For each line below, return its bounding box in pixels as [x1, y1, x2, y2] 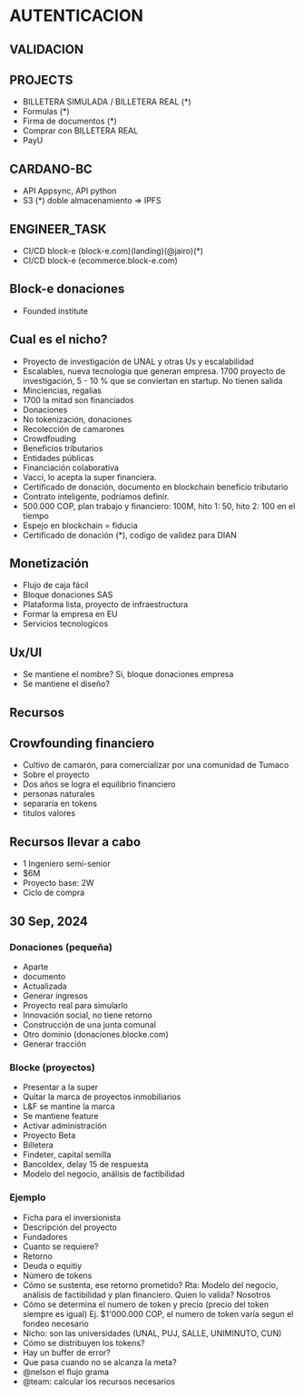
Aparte [22, 961, 49, 972]
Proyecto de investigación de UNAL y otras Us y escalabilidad [22, 356, 254, 367]
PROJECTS [9, 72, 74, 87]
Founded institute [22, 305, 89, 316]
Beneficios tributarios [22, 442, 103, 454]
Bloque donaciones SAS [22, 589, 113, 600]
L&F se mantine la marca [22, 1101, 115, 1112]
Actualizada [22, 980, 67, 991]
